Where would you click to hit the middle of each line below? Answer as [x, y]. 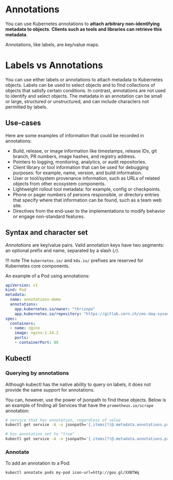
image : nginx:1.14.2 [37, 333]
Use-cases [23, 123]
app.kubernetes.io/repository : [48, 314]
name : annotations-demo [35, 300]
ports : [22, 338]
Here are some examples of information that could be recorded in [75, 135]
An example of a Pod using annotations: [48, 275]
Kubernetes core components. [38, 266]
